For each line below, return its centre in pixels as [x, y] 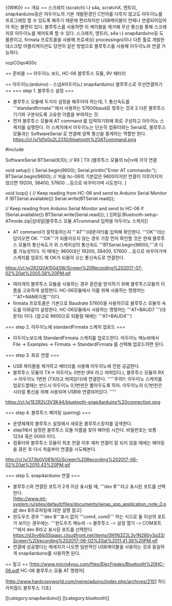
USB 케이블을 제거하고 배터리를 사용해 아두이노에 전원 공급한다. [76, 366]
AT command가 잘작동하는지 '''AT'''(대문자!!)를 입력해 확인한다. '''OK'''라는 [89, 232]
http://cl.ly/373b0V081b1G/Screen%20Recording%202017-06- [72, 459]
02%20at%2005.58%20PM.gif [38, 273]
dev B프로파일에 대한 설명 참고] [50, 510]
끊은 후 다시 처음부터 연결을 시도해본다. [57, 449]
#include [15, 149]
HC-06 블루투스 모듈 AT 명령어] [52, 571]
